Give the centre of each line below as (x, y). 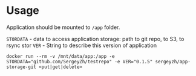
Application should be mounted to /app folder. (63, 27)
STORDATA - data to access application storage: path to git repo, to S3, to (95, 39)
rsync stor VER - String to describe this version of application (82, 45)
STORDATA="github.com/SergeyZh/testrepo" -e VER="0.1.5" (80, 62)
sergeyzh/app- (173, 62)
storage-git (21, 67)
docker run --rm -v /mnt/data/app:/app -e (60, 56)
